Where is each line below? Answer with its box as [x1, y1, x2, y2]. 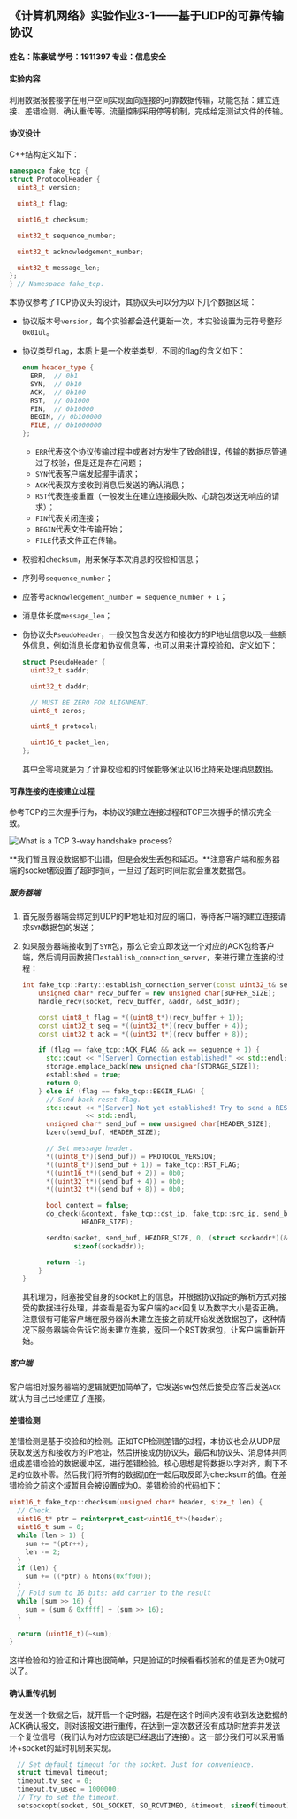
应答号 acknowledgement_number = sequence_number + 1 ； [21, 592, 228, 602]
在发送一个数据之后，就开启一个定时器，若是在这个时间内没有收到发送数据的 [9, 1709, 288, 1720]
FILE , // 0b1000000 [30, 421, 103, 430]
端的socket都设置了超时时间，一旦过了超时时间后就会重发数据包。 [9, 865, 250, 875]
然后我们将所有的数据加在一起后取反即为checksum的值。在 [63, 1469, 280, 1480]
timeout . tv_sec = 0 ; [17, 1776, 93, 1785]
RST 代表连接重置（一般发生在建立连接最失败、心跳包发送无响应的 [34, 491, 272, 501]
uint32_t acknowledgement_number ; [17, 247, 144, 256]
